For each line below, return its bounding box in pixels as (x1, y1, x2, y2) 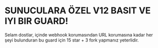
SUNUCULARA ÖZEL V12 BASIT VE (4, 5, 151, 16)
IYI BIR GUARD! (4, 15, 69, 27)
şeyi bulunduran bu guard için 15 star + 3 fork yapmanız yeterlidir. (4, 37, 139, 43)
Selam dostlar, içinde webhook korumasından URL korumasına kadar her (4, 32, 154, 38)
